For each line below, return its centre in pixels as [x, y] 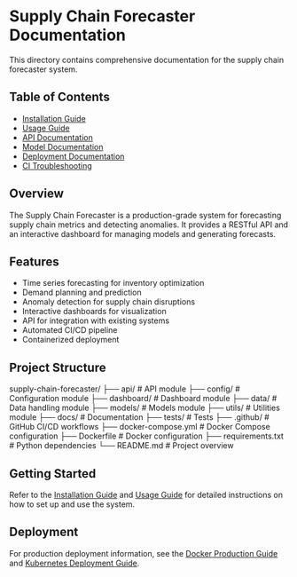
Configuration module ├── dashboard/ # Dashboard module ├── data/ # [143, 399]
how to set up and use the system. [72, 504]
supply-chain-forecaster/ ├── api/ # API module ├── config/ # [125, 389]
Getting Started [53, 474]
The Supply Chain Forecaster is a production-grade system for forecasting [145, 215]
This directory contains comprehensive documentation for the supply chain [147, 59]
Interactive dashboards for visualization [94, 312]
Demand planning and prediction [82, 292]
